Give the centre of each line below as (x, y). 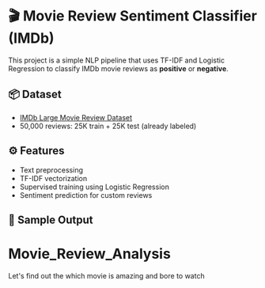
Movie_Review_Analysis (90, 254)
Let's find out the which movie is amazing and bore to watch (106, 275)
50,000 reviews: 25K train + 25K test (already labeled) (108, 126)
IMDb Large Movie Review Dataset (76, 117)
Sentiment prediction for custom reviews (86, 195)
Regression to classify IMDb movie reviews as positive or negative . (119, 68)
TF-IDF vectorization (53, 178)
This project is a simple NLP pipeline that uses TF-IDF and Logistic (117, 60)
